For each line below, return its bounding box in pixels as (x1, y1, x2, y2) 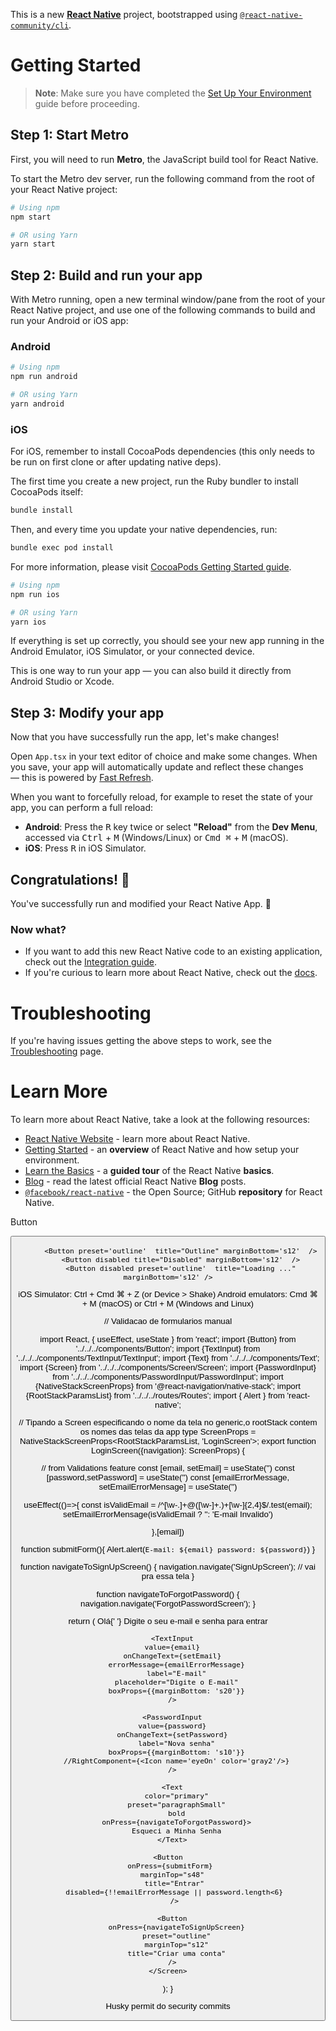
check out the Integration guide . (24, 956, 157, 968)
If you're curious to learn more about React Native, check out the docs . (24, 967, 318, 979)
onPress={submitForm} (127, 1861, 213, 1871)
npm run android (10, 372, 78, 382)
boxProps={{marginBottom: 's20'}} (108, 1686, 245, 1696)
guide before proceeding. (34, 97, 140, 109)
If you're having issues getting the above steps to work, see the (10, 1035, 272, 1047)
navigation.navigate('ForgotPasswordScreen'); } (80, 1598, 256, 1609)
